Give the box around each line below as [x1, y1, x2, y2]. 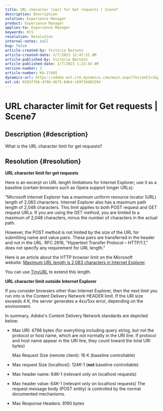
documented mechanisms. [12, 391, 65, 397]
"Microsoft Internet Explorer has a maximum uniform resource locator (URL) [5, 194, 157, 200]
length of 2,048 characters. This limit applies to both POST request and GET [5, 205, 157, 210]
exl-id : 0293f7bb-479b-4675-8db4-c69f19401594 [5, 79, 101, 84]
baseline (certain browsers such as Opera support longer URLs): [5, 185, 134, 190]
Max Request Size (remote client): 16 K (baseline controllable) [12, 353, 135, 358]
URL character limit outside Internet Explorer [5, 279, 97, 284]
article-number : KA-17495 [5, 71, 57, 75]
